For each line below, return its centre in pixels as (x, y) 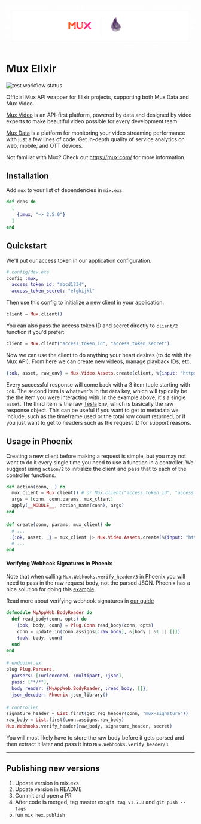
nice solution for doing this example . (51, 589)
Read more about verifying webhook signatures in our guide (80, 601)
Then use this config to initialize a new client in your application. (85, 302)
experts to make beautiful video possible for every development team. (93, 121)
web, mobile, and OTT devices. (45, 145)
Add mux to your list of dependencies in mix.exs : (65, 190)
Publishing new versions (53, 769)
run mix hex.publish (40, 814)
